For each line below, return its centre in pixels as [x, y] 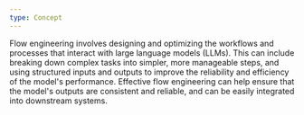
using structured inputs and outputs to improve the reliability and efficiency [149, 72]
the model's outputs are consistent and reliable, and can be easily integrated [152, 91]
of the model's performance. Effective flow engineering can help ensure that [152, 81]
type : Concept [36, 18]
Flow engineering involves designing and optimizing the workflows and [142, 43]
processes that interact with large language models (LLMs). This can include [152, 53]
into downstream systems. [59, 101]
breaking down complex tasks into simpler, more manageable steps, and [144, 62]
